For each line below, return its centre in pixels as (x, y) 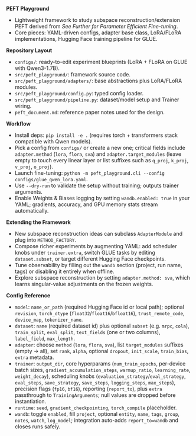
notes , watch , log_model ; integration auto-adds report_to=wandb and (97, 420)
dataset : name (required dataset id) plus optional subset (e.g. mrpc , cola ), (102, 326)
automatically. (32, 211)
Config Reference (28, 295)
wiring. (23, 106)
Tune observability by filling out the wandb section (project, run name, (98, 265)
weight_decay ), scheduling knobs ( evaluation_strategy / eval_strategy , (100, 376)
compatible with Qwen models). (53, 141)
